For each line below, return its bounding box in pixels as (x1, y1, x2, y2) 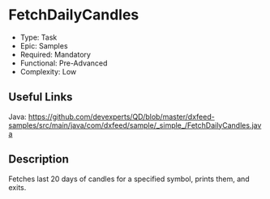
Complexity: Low (19, 66, 77, 76)
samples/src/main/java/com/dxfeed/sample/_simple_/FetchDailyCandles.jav (8, 120, 262, 130)
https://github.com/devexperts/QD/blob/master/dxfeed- (28, 112, 215, 121)
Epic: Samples (19, 40, 68, 50)
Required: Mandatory (19, 49, 92, 59)
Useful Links (8, 91, 73, 104)
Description (8, 152, 69, 167)
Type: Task (19, 32, 58, 42)
